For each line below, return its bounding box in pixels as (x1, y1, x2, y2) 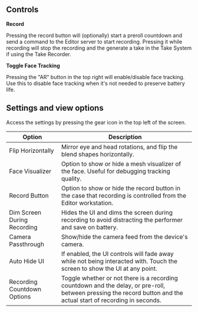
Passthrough (9, 240, 44, 248)
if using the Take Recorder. (6, 50, 72, 58)
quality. (61, 174, 82, 182)
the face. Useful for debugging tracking (61, 167, 171, 175)
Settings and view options (6, 103, 104, 113)
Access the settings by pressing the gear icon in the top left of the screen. (6, 119, 186, 126)
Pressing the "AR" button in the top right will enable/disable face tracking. (6, 73, 185, 80)
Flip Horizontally (9, 146, 54, 155)
